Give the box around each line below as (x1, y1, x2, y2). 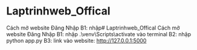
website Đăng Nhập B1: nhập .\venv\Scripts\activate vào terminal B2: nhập (6, 30, 192, 37)
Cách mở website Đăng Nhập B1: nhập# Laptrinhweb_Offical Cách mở (6, 24, 180, 31)
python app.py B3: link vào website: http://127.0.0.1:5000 (6, 37, 147, 44)
